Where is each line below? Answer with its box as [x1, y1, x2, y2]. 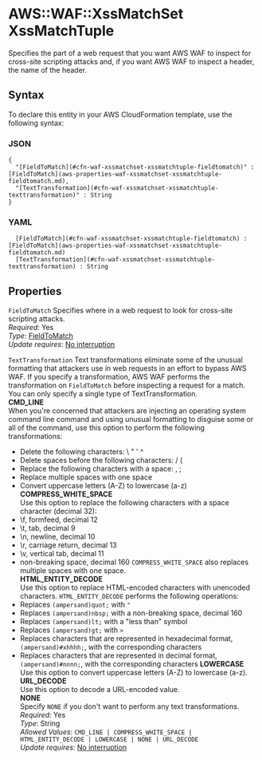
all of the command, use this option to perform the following [8, 423, 205, 432]
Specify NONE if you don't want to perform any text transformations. [19, 702, 240, 711]
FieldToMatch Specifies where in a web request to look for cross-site [8, 305, 233, 316]
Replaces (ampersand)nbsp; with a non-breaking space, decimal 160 [19, 608, 243, 618]
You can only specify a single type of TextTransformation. [8, 389, 197, 399]
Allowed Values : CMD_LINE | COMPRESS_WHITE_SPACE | [19, 727, 193, 737]
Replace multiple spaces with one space [19, 472, 153, 482]
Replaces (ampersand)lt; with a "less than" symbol [19, 617, 188, 627]
